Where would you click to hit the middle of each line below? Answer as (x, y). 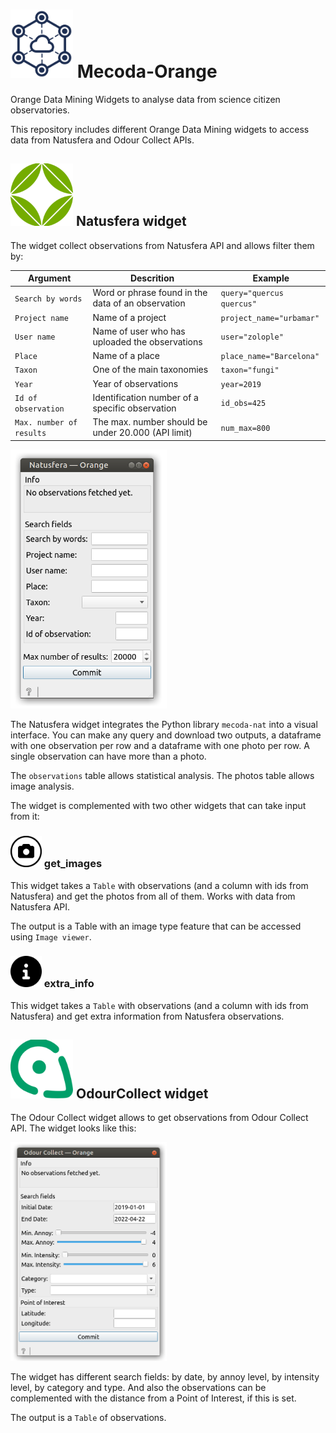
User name (35, 337)
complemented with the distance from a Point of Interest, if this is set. (153, 1398)
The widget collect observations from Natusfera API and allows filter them (162, 245)
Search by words (48, 299)
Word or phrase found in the (150, 293)
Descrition (152, 278)
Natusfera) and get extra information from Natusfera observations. (147, 1016)
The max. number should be (150, 422)
